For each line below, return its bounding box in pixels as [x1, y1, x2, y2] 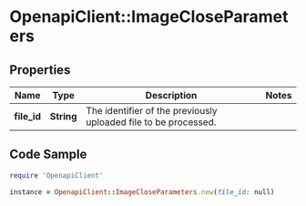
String [49, 110, 77, 122]
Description [145, 89, 198, 101]
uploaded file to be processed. [86, 116, 217, 129]
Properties [9, 62, 71, 77]
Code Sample [9, 147, 87, 162]
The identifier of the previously [86, 105, 218, 117]
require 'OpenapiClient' [9, 170, 104, 180]
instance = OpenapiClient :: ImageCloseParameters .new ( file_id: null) [9, 187, 275, 197]
